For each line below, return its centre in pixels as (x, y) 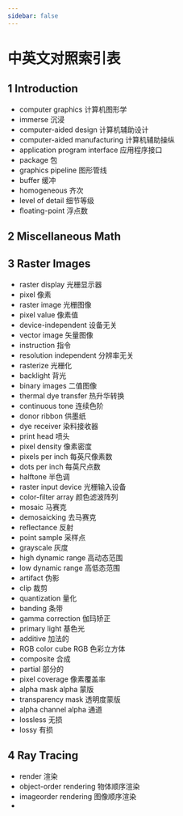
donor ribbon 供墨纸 (52, 416)
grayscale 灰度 (44, 547)
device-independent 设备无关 (68, 325)
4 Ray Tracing (43, 756)
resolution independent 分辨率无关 (76, 355)
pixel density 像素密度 (56, 446)
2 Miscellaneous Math (64, 237)
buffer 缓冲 (37, 180)
